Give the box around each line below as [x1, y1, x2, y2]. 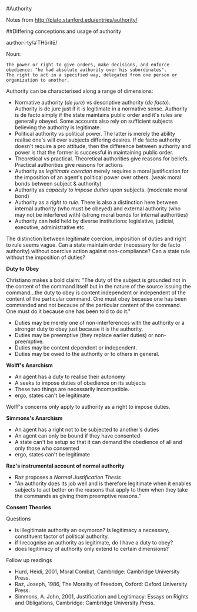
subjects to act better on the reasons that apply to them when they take [14, 486, 188, 493]
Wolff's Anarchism [6, 362, 53, 369]
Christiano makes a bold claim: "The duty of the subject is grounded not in [6, 277, 186, 284]
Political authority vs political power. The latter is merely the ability [14, 130, 175, 137]
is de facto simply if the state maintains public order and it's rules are [14, 112, 182, 118]
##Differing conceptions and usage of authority [6, 28, 122, 35]
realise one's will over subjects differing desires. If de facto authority [14, 136, 181, 143]
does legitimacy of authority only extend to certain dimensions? [14, 546, 169, 552]
